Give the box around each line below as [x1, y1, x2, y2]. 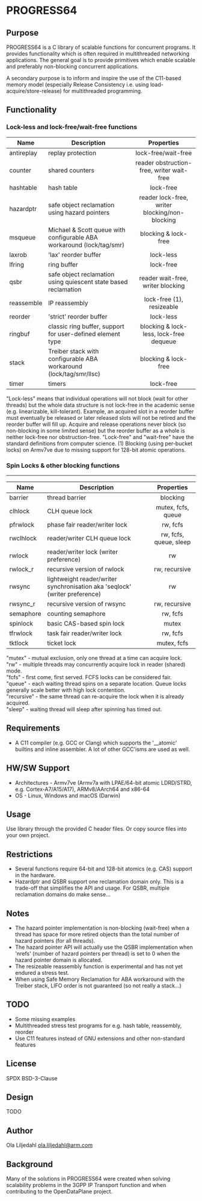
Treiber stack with [47, 347, 99, 355]
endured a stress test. [14, 969, 70, 977]
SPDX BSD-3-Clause [6, 1074, 58, 1082]
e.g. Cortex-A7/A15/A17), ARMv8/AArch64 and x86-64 [14, 785, 150, 793]
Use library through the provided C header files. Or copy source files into [6, 825, 187, 832]
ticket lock [47, 639, 76, 647]
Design [6, 1092, 34, 1103]
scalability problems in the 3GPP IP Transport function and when [6, 1182, 167, 1189]
